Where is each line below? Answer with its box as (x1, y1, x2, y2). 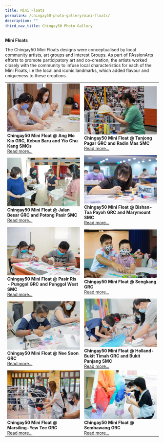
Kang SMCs (7, 143, 32, 149)
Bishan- (135, 204, 152, 210)
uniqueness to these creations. (5, 73, 67, 79)
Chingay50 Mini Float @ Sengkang (84, 279, 157, 285)
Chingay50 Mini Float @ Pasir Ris (7, 276, 77, 282)
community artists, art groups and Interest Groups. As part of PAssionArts (5, 52, 154, 58)
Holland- (135, 348, 154, 354)
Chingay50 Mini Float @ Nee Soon (7, 350, 79, 356)
